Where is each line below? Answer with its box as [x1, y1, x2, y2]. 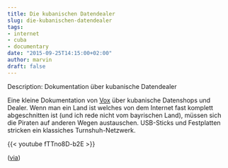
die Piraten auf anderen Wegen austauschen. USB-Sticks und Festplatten [7, 118, 221, 127]
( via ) [7, 153, 21, 162]
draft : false [7, 63, 46, 70]
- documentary [7, 43, 50, 50]
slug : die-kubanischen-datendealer [7, 17, 113, 24]
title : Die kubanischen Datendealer [7, 10, 115, 18]
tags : [7, 23, 23, 30]
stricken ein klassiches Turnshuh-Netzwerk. [7, 126, 136, 134]
